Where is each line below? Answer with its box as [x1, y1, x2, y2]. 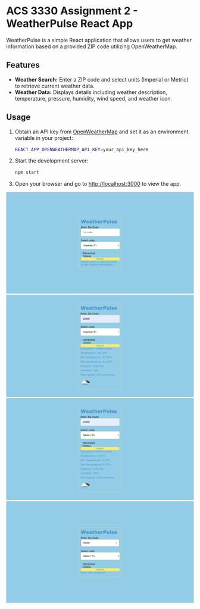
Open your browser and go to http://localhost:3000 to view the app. [14, 180, 182, 188]
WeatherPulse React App [6, 17, 133, 30]
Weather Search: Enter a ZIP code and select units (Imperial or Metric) [14, 76, 189, 83]
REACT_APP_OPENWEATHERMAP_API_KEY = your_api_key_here [14, 146, 149, 152]
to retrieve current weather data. [14, 82, 95, 89]
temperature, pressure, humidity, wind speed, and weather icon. [14, 95, 173, 102]
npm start [14, 170, 40, 176]
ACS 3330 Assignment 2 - [6, 4, 138, 18]
